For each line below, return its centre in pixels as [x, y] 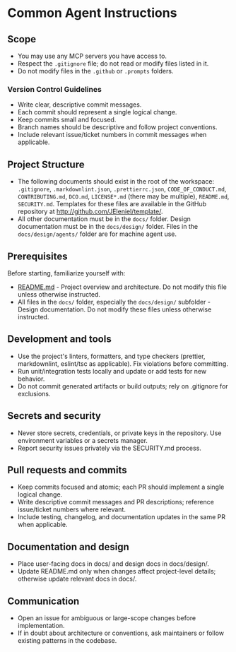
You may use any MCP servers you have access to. [92, 56]
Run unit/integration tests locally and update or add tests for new [112, 371]
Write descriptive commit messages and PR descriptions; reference [116, 502]
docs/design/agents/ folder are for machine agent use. [97, 234]
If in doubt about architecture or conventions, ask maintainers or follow [121, 633]
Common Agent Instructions [92, 13]
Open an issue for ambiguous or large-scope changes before [107, 618]
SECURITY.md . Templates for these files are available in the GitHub [112, 204]
